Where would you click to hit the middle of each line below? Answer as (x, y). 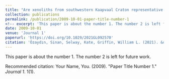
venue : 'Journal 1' (26, 33)
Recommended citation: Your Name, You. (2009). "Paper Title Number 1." (81, 66)
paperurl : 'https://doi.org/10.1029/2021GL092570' (59, 38)
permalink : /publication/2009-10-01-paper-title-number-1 (67, 19)
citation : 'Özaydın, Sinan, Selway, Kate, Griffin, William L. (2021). (82, 42)
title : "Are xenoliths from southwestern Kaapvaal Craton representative (84, 10)
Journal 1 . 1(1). (20, 71)
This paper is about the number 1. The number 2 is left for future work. (78, 56)
